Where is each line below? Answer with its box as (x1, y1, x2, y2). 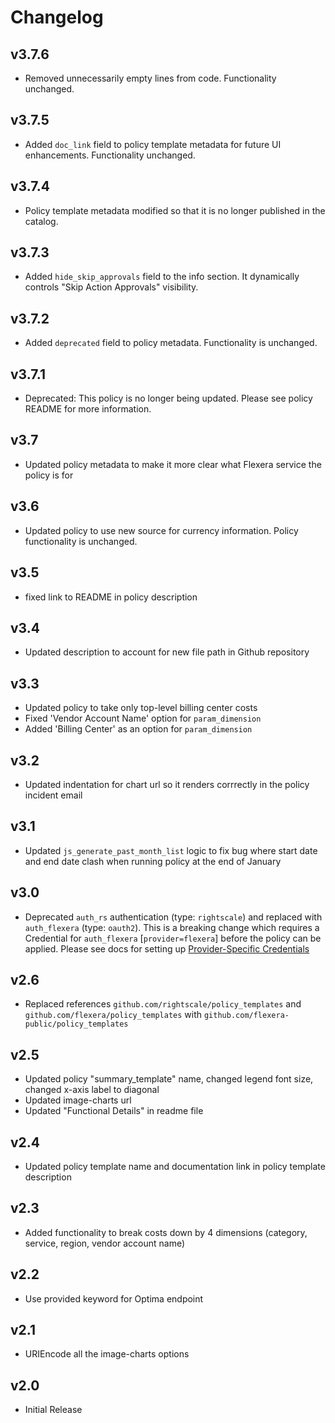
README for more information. (24, 403, 152, 415)
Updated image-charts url (24, 1094, 132, 1106)
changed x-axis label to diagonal (24, 1084, 160, 1096)
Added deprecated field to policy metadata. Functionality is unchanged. (24, 337, 318, 349)
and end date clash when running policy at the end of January (24, 855, 282, 867)
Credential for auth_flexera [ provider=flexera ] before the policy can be (24, 932, 322, 944)
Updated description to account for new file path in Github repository (24, 646, 310, 658)
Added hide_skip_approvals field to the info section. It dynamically (24, 271, 300, 283)
